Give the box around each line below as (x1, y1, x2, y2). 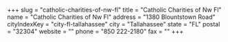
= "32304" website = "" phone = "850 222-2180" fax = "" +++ (7, 27, 184, 35)
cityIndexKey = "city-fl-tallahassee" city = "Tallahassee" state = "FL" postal (7, 20, 220, 28)
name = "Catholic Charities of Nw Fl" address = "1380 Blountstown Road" (7, 13, 216, 21)
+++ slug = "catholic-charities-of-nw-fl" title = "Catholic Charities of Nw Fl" (7, 6, 222, 14)
